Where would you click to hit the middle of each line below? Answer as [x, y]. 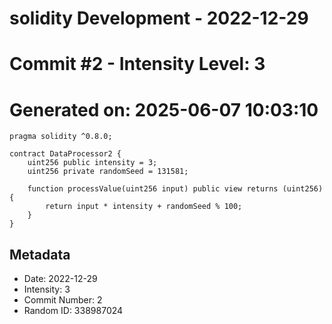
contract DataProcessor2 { [65, 154]
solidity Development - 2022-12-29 [159, 18]
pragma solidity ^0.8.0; [61, 137]
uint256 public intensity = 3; [92, 163]
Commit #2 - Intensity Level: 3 [137, 64]
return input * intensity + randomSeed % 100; [144, 207]
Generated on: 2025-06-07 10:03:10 [164, 109]
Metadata [40, 254]
